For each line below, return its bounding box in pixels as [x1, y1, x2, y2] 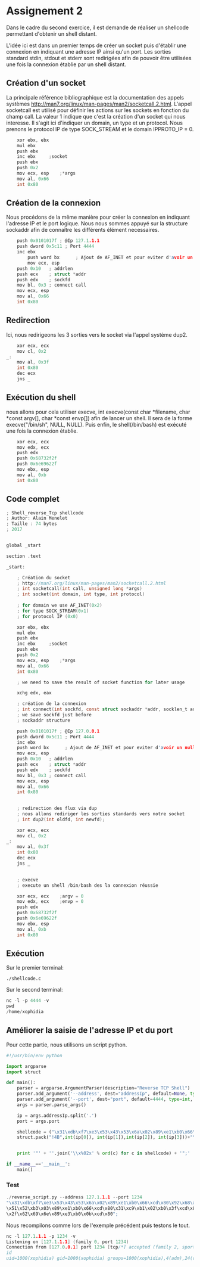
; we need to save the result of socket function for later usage [17, 679, 185, 685]
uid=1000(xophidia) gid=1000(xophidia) [6, 1256, 105, 1262]
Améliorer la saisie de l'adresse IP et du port [6, 1025, 173, 1035]
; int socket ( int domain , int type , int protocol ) [17, 591, 145, 597]
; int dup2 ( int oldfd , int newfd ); [17, 816, 105, 822]
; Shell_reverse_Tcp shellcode [6, 510, 84, 516]
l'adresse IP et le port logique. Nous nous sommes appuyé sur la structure [6, 220, 188, 227]
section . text [6, 553, 42, 559]
